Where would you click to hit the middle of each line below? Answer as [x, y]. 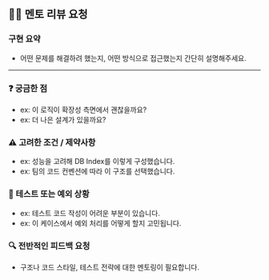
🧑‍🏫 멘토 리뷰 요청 [48, 14]
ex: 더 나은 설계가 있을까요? [63, 119]
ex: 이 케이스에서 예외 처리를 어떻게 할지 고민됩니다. [100, 223]
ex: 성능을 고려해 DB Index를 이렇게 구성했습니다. [97, 162]
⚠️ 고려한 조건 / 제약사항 [52, 142]
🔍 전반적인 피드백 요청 [49, 246]
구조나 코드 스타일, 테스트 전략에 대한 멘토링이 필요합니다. [110, 267]
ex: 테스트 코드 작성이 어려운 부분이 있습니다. [90, 213]
